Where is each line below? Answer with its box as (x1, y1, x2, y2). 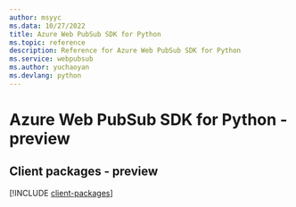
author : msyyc (9, 12, 62, 22)
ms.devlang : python (9, 71, 82, 80)
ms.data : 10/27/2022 (9, 21, 86, 30)
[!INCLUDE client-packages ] (9, 187, 113, 198)
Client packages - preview (9, 164, 159, 179)
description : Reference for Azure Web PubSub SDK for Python (9, 46, 242, 55)
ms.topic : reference (9, 37, 86, 47)
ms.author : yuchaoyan (9, 63, 90, 72)
